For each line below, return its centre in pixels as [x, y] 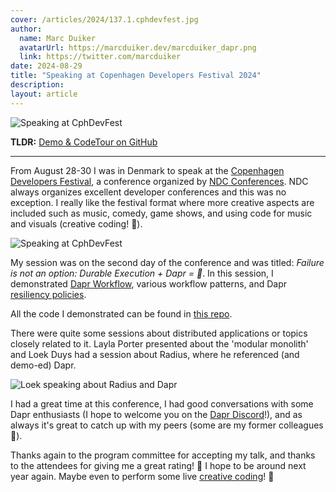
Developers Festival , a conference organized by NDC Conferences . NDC [159, 181]
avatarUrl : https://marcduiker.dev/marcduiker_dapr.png [138, 47]
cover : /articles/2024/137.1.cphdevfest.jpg [104, 19]
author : [26, 29]
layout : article [44, 94]
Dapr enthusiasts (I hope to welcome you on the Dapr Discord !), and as [156, 414]
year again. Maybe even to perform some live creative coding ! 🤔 [142, 476]
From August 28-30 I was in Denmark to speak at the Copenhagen [147, 170]
